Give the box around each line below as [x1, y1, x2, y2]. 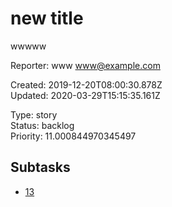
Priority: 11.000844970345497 [10, 130, 137, 142]
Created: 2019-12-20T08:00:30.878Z [10, 78, 163, 91]
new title [10, 7, 84, 30]
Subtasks [10, 159, 71, 176]
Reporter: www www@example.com [10, 59, 161, 71]
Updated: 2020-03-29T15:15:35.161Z [10, 89, 161, 101]
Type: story [10, 108, 58, 121]
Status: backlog [10, 119, 75, 131]
